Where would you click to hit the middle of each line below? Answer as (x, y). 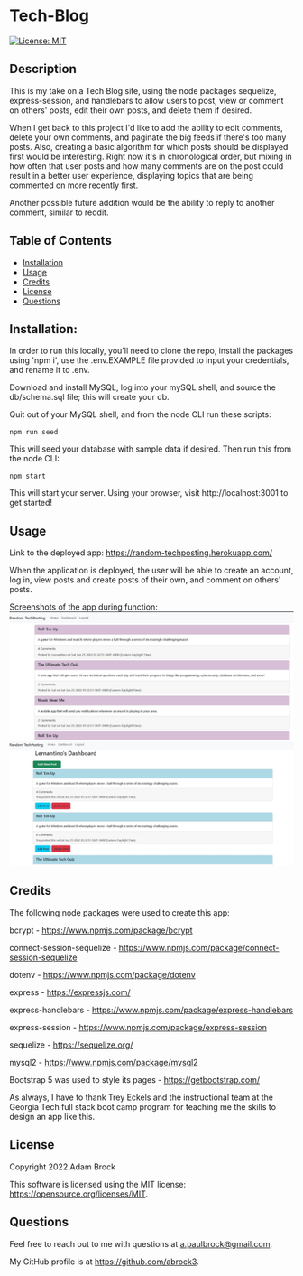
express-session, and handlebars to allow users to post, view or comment (147, 100)
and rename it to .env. (50, 370)
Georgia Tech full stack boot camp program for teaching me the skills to (143, 1106)
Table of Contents (61, 241)
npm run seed (34, 433)
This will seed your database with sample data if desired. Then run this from (151, 449)
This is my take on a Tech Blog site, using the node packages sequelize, (143, 90)
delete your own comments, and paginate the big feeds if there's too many (148, 137)
